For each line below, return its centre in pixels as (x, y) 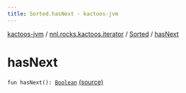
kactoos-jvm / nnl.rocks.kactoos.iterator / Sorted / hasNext (93, 34)
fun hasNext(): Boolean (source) (56, 82)
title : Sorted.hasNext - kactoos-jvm (63, 14)
